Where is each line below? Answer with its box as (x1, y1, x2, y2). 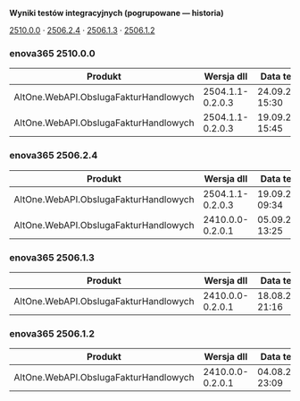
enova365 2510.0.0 (9, 47, 96, 59)
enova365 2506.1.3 (9, 251, 96, 263)
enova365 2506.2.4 (9, 149, 98, 162)
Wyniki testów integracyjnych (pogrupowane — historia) (9, 8, 224, 18)
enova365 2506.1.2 (9, 327, 96, 339)
